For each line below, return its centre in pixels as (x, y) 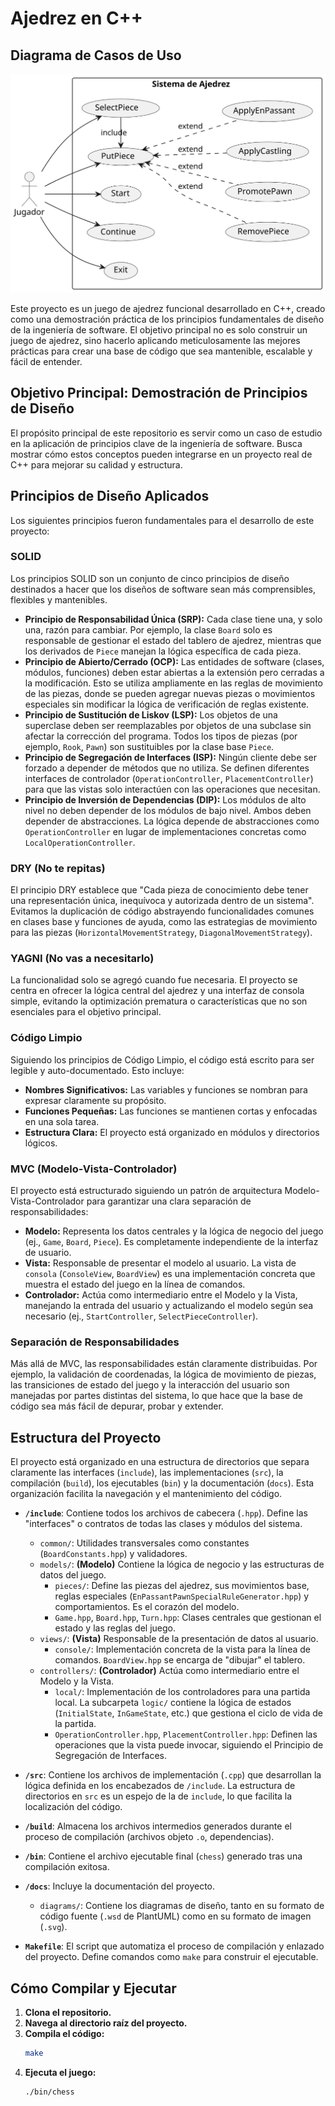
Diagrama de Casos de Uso (96, 55)
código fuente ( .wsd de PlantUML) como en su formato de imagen (175, 1916)
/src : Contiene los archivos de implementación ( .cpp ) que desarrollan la (173, 1775)
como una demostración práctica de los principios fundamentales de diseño (167, 319)
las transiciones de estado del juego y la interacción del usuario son (150, 1385)
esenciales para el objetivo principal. (86, 1012)
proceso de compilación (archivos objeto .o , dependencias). (149, 1837)
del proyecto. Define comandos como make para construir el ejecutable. (171, 1957)
